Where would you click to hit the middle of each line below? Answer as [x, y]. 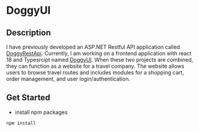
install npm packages [41, 112]
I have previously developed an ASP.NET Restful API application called [93, 47]
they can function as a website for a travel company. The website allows [95, 66]
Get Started [28, 97]
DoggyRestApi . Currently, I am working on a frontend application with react [99, 53]
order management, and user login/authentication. [68, 79]
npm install [21, 123]
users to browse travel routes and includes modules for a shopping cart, [95, 72]
